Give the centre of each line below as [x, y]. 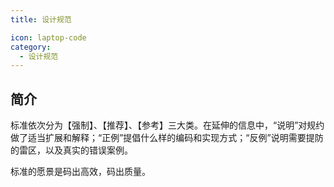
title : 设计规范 [41, 19]
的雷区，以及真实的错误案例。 [71, 150]
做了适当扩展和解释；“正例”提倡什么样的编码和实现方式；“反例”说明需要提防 [167, 138]
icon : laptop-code [48, 37]
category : [31, 47]
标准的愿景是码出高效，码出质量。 [80, 172]
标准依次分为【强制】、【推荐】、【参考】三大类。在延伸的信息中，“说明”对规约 [167, 125]
